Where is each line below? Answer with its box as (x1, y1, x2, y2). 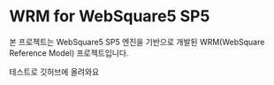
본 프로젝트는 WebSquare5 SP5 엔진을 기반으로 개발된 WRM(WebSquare (9, 36, 265, 47)
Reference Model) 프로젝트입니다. (9, 47, 129, 58)
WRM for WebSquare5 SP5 (9, 6, 210, 27)
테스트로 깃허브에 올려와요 (9, 66, 100, 77)
